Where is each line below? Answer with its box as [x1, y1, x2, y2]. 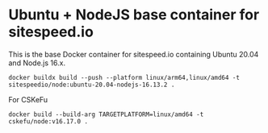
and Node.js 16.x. [8, 58, 66, 68]
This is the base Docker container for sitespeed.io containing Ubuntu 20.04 [8, 49, 259, 59]
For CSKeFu [8, 94, 48, 104]
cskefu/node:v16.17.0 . [8, 117, 89, 126]
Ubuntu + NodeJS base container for [8, 6, 260, 24]
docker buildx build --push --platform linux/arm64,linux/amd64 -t [8, 73, 241, 81]
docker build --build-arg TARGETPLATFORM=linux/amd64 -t [8, 110, 204, 118]
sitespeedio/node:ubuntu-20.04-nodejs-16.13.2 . [8, 81, 175, 89]
